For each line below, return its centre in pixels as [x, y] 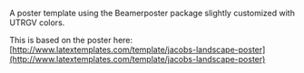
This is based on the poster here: [71, 40]
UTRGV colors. [37, 23]
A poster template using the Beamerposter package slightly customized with [152, 13]
